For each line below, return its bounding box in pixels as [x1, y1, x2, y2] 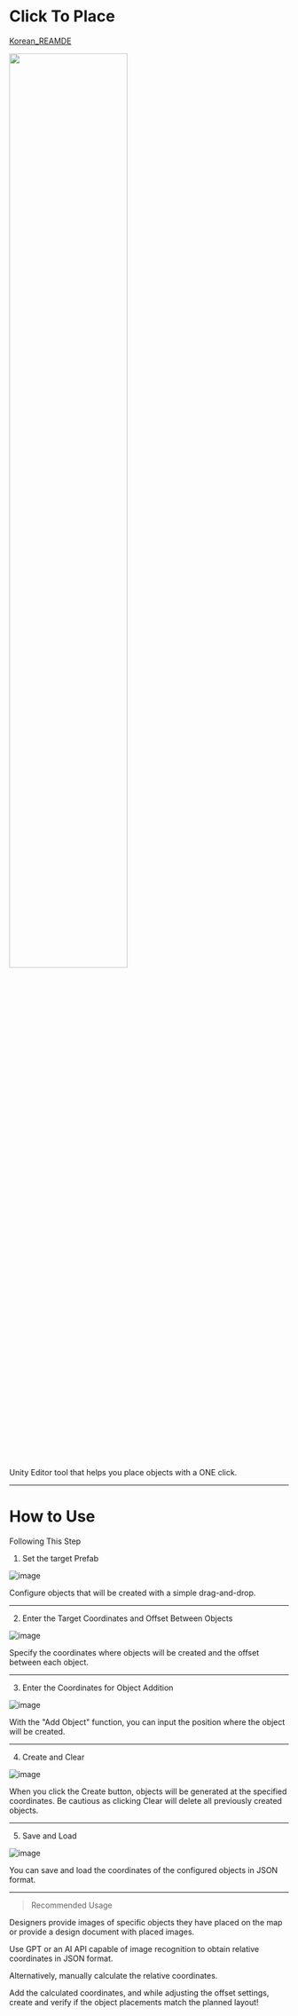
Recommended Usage [30, 1900, 113, 1910]
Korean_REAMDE [9, 36, 72, 46]
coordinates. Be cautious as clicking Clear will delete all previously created [9, 1795, 282, 1806]
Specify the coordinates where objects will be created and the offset [9, 1647, 260, 1657]
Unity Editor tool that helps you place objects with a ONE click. [9, 1467, 238, 1477]
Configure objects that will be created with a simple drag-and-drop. [9, 1587, 256, 1598]
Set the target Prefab [21, 1553, 99, 1563]
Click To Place [9, 6, 115, 27]
